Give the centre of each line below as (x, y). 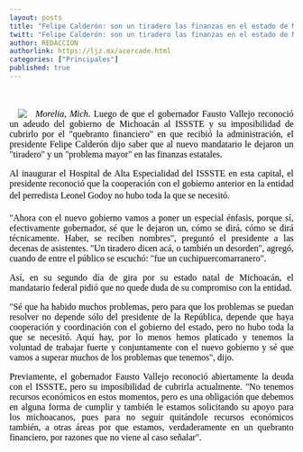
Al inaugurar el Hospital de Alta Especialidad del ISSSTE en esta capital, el (151, 173)
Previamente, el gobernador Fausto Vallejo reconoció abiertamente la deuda (151, 376)
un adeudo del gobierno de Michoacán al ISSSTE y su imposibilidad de (151, 123)
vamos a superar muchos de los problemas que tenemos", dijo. (122, 357)
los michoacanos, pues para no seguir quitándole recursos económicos (151, 417)
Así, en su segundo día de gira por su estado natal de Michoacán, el (151, 277)
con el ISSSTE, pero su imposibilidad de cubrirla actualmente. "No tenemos (151, 386)
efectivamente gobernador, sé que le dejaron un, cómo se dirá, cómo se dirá (151, 228)
